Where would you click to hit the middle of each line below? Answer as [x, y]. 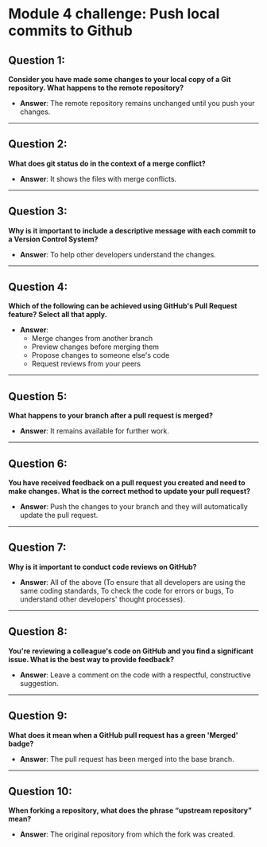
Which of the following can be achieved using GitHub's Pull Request [123, 306]
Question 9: [38, 716]
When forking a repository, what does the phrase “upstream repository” [130, 810]
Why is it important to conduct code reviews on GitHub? [103, 567]
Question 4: [38, 287]
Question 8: [38, 631]
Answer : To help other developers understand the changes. [118, 254]
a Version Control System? [53, 239]
